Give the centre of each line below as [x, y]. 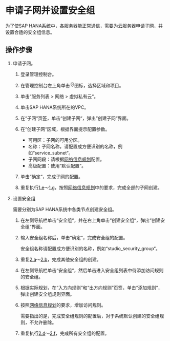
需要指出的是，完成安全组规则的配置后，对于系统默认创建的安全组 [90, 316]
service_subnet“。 [54, 153]
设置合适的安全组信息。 [30, 32]
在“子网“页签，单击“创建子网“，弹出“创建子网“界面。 [76, 118]
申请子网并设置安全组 [50, 11]
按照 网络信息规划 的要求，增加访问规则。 [63, 305]
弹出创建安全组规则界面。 [47, 294]
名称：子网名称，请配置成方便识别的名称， [73, 146]
